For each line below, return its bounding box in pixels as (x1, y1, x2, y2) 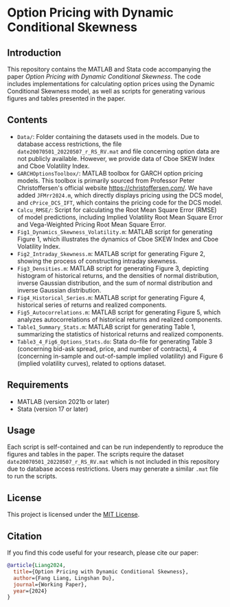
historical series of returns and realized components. (16, 301, 167, 309)
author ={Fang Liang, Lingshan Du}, (13, 575, 115, 582)
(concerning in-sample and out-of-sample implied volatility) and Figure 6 (16, 352, 223, 360)
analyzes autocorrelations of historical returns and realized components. (16, 315, 223, 323)
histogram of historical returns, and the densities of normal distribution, (16, 271, 219, 279)
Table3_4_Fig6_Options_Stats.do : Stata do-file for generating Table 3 (16, 337, 213, 345)
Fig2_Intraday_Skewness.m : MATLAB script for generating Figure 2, (16, 249, 206, 257)
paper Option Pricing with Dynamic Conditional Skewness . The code (7, 72, 201, 81)
